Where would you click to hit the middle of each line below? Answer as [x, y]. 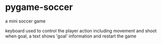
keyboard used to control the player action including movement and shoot [81, 30]
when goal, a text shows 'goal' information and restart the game [71, 36]
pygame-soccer [39, 7]
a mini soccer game [25, 21]
